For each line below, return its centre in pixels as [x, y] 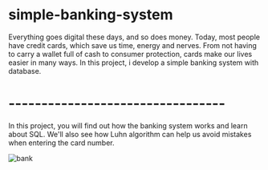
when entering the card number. [61, 143]
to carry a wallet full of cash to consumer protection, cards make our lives [130, 54]
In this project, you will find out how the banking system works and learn [128, 125]
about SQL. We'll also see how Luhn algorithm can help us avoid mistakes [130, 134]
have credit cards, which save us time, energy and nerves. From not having [132, 45]
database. [25, 71]
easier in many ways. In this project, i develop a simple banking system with [134, 63]
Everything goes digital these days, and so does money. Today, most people [134, 37]
